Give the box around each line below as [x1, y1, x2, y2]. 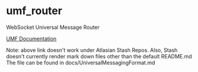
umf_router [6, 4, 63, 18]
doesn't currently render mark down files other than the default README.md [6, 53, 192, 60]
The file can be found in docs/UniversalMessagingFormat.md [6, 59, 155, 66]
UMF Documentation [6, 35, 57, 42]
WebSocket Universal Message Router [6, 24, 100, 31]
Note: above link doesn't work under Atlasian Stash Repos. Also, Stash [6, 46, 178, 54]
